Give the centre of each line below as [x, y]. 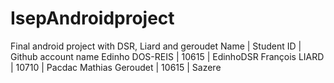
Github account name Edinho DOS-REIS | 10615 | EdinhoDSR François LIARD [167, 56]
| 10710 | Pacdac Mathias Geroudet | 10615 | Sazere [116, 67]
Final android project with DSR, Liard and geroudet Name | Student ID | [156, 46]
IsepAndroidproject [92, 18]
